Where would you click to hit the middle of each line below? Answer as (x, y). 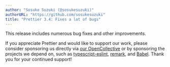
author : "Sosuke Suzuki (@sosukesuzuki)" (50, 10)
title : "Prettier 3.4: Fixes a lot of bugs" (53, 19)
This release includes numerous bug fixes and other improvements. (76, 34)
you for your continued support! (39, 59)
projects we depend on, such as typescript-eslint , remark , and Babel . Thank (85, 54)
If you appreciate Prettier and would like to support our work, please (77, 43)
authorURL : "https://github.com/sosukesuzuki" (55, 15)
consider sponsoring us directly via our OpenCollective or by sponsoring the (85, 49)
